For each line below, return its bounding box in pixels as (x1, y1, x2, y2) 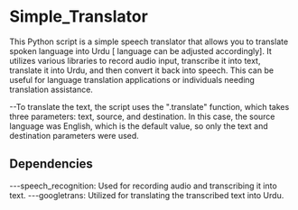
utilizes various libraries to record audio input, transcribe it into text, (9, 55, 261, 66)
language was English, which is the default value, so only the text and (9, 120, 268, 132)
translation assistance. (9, 84, 93, 95)
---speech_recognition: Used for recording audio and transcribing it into (9, 180, 277, 191)
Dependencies (9, 156, 93, 172)
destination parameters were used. (9, 130, 140, 141)
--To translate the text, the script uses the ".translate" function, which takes (9, 101, 290, 112)
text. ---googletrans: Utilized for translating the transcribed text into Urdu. (9, 189, 284, 200)
